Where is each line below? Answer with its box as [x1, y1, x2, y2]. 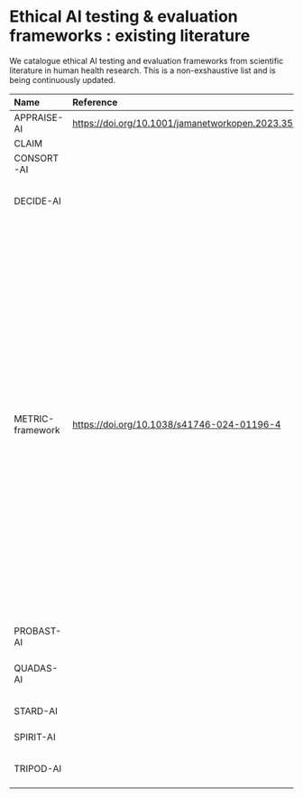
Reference [71, 96, 118, 108]
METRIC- [14, 413, 55, 425]
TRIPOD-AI [14, 762, 62, 775]
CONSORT [14, 152, 60, 164]
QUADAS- [14, 662, 59, 674]
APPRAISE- [14, 111, 64, 124]
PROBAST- [14, 625, 61, 637]
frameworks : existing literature [9, 25, 251, 46]
